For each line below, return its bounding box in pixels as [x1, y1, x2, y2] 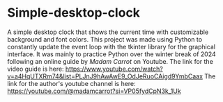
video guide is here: [7, 65, 64, 73]
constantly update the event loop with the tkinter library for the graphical [7, 42, 216, 51]
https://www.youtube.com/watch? [65, 65, 164, 73]
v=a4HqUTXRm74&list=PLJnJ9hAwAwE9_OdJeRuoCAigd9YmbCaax [7, 71, 203, 80]
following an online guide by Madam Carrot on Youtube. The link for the [7, 57, 214, 65]
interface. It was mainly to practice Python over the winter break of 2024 [7, 50, 216, 58]
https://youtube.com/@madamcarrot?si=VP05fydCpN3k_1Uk [7, 87, 181, 95]
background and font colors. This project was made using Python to [7, 35, 203, 43]
